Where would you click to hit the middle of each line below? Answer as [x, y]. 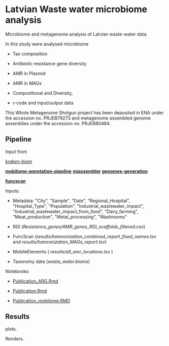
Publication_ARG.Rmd [35, 281]
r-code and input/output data [43, 103]
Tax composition [30, 54]
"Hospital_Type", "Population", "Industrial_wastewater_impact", [78, 206]
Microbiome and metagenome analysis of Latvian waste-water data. [77, 34]
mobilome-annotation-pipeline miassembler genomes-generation [77, 171]
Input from [16, 151]
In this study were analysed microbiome [47, 44]
